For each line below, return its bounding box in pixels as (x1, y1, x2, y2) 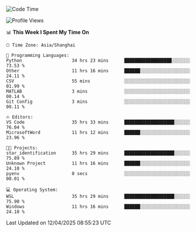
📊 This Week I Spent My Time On (6, 29, 89, 35)
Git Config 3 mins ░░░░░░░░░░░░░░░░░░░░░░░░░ (6, 99, 191, 105)
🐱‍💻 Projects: (6, 145, 38, 151)
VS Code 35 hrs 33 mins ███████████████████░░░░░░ (6, 119, 191, 125)
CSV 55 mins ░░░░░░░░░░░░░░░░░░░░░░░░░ (6, 78, 191, 84)
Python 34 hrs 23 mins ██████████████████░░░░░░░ (6, 58, 191, 63)
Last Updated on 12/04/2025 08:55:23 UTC (6, 219, 111, 226)
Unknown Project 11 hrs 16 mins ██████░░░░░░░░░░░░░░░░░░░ (6, 160, 191, 166)
